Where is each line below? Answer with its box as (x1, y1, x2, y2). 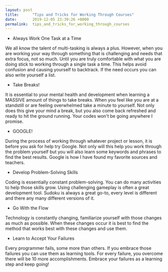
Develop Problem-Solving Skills (12, 169, 78, 175)
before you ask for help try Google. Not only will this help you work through (5, 144, 162, 150)
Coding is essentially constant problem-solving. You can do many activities (5, 179, 161, 185)
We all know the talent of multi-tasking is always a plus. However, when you (5, 45, 163, 51)
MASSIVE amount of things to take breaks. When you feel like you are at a (5, 97, 159, 103)
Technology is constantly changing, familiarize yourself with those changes (5, 215, 162, 221)
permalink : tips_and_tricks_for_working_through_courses (5, 21, 130, 27)
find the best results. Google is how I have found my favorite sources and (5, 154, 157, 160)
